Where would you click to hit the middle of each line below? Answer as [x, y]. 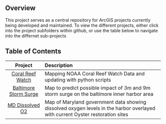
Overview [21, 8]
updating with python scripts [78, 80]
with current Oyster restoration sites [86, 114]
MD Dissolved [24, 105]
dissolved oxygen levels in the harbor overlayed [100, 108]
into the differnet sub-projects [36, 36]
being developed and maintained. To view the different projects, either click [82, 25]
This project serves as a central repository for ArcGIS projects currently [78, 20]
